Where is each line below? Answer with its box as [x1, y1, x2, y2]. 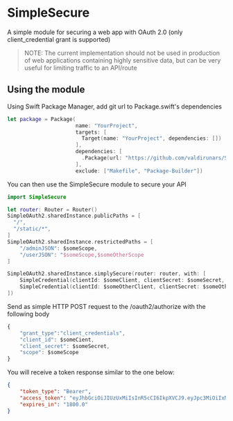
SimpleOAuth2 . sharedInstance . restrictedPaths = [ [7, 238, 154, 245]
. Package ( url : [81, 154, 123, 161]
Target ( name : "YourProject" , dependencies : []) [81, 135, 222, 142]
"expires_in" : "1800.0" [19, 401, 89, 408]
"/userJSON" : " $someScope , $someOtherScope [19, 251, 144, 258]
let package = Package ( [7, 116, 76, 122]
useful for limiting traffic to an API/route [24, 63, 137, 72]
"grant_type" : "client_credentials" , [19, 329, 126, 337]
